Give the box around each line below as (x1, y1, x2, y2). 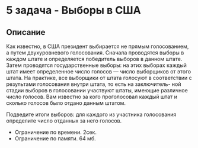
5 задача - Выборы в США (6, 4, 141, 17)
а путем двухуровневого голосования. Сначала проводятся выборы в (6, 49, 184, 56)
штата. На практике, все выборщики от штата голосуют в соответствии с (6, 75, 193, 81)
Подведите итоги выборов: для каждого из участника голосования (6, 111, 177, 118)
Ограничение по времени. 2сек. (14, 128, 97, 136)
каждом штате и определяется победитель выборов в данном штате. (6, 56, 183, 62)
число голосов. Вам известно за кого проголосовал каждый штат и (6, 93, 178, 100)
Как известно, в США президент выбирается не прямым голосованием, (6, 43, 189, 50)
